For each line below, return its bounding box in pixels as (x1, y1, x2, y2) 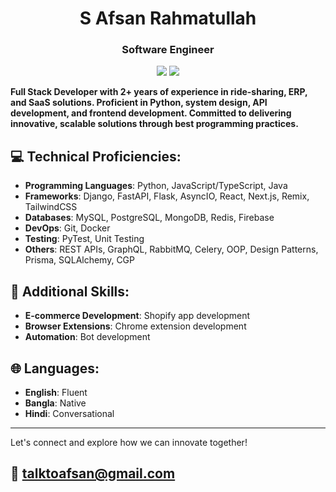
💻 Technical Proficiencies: (10, 148, 182, 165)
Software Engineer (121, 43, 215, 57)
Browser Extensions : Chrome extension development (24, 320, 247, 332)
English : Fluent (24, 386, 88, 398)
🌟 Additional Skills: (10, 283, 130, 300)
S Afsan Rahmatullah (79, 7, 257, 30)
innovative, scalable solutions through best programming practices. (10, 118, 299, 130)
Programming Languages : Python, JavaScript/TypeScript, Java (24, 180, 288, 192)
